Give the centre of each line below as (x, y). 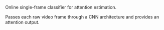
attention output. (22, 22)
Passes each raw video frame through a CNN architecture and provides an (82, 17)
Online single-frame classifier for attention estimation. (61, 7)
